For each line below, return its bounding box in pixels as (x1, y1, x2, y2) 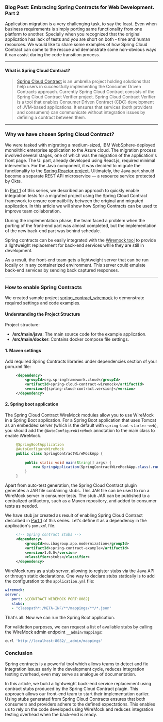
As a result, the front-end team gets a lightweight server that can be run (5, 257, 149, 263)
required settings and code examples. (5, 300, 81, 306)
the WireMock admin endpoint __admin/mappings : (5, 629, 103, 635)
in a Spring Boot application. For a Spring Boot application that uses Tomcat (5, 417, 157, 423)
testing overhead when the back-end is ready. (5, 711, 97, 717)
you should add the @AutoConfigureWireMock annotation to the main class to (5, 428, 155, 433)
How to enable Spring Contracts (5, 284, 82, 290)
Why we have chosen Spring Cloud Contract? (5, 131, 114, 138)
